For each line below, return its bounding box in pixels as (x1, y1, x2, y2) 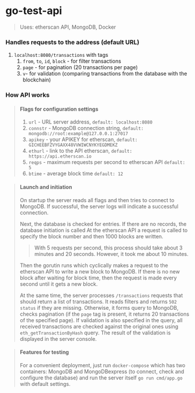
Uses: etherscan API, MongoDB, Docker (19, 23, 116, 30)
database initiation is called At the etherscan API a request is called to (19, 227, 188, 234)
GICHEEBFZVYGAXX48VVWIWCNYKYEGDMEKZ (28, 142, 118, 148)
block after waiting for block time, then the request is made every (19, 274, 177, 281)
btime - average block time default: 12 (28, 170, 123, 177)
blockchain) (22, 76, 51, 83)
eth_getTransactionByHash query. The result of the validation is (19, 329, 171, 336)
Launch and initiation (19, 183, 72, 190)
